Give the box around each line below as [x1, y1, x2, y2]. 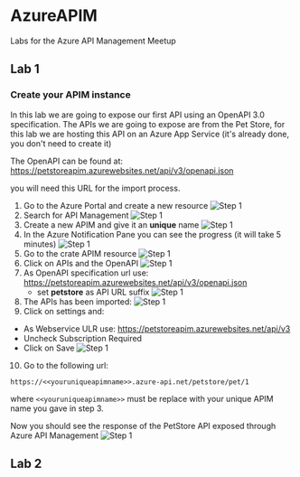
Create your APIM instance [10, 89, 131, 101]
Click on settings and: [23, 305, 105, 316]
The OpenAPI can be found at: [10, 155, 124, 166]
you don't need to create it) [10, 137, 112, 149]
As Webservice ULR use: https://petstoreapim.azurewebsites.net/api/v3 [23, 323, 291, 334]
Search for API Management [23, 210, 129, 220]
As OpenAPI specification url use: [23, 267, 149, 278]
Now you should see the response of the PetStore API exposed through [10, 420, 277, 431]
